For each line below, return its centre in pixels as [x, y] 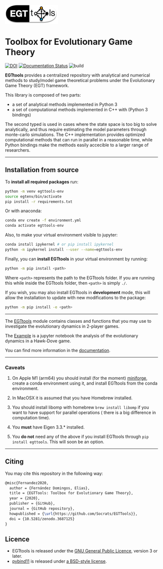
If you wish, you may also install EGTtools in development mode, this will [78, 292]
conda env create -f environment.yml [43, 220]
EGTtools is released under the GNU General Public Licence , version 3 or [85, 551]
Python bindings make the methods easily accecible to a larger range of [77, 145]
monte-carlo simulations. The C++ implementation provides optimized [75, 135]
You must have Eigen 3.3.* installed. [48, 427]
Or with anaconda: [24, 211]
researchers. [18, 150]
